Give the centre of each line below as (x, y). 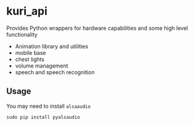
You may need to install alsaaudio (49, 106)
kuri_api (27, 11)
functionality (22, 34)
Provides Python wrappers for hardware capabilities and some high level (97, 28)
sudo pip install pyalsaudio (43, 117)
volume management (42, 66)
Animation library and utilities (51, 46)
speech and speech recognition (55, 72)
